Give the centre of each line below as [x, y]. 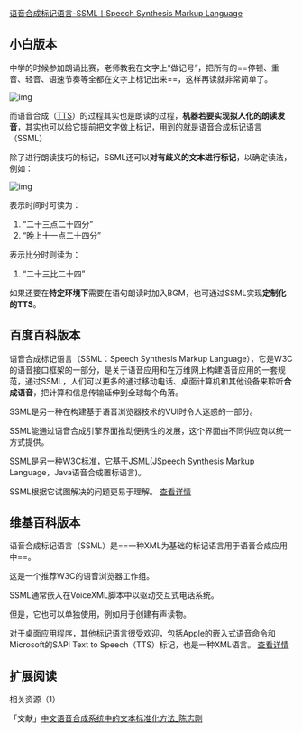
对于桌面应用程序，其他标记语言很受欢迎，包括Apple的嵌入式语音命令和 [143, 634]
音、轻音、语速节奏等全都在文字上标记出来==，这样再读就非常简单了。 [141, 78]
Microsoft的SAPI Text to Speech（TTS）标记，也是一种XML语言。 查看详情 [150, 645]
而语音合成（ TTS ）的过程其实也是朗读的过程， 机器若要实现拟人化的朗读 [143, 115]
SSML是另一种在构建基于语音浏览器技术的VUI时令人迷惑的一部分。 [134, 411]
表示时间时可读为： [45, 204]
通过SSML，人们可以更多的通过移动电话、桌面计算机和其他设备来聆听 [154, 381]
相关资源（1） [35, 700]
